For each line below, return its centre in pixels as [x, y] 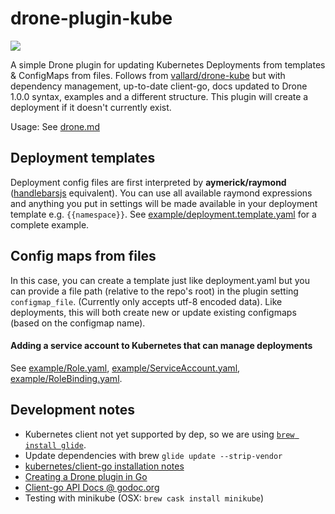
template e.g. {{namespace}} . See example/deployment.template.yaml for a [163, 214]
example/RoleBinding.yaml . [66, 378]
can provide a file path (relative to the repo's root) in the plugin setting [154, 291]
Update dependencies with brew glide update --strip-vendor [153, 455]
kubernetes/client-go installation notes [104, 466]
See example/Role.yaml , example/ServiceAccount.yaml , [125, 368]
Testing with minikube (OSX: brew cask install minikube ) [144, 498]
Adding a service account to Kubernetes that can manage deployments [161, 346]
